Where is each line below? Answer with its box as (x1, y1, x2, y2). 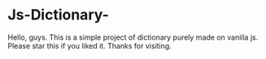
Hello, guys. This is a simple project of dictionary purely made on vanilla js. (7, 32, 259, 42)
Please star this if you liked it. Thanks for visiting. (7, 40, 172, 50)
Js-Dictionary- (7, 6, 109, 24)
